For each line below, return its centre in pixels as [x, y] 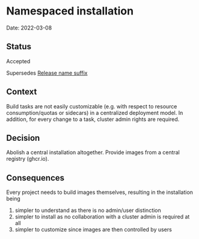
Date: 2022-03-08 [29, 28]
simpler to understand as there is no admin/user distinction [88, 210]
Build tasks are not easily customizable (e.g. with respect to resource [92, 106]
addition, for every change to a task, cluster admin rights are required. [93, 119]
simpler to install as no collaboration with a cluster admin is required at [102, 217]
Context [22, 92]
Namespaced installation [70, 11]
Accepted [18, 61]
